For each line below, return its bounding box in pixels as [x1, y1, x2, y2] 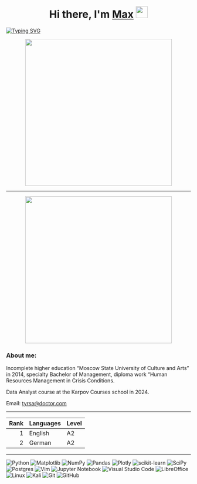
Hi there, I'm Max [49, 8, 134, 21]
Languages [29, 419, 62, 428]
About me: [6, 351, 37, 359]
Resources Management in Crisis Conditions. [6, 377, 115, 384]
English [29, 429, 50, 438]
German [29, 439, 52, 447]
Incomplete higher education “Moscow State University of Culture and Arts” [6, 365, 189, 372]
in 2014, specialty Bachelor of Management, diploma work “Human [6, 371, 168, 378]
